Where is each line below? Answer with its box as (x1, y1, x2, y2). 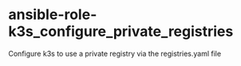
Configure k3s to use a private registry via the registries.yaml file (8, 49, 222, 58)
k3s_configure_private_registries (8, 22, 234, 41)
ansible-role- (8, 6, 97, 24)
